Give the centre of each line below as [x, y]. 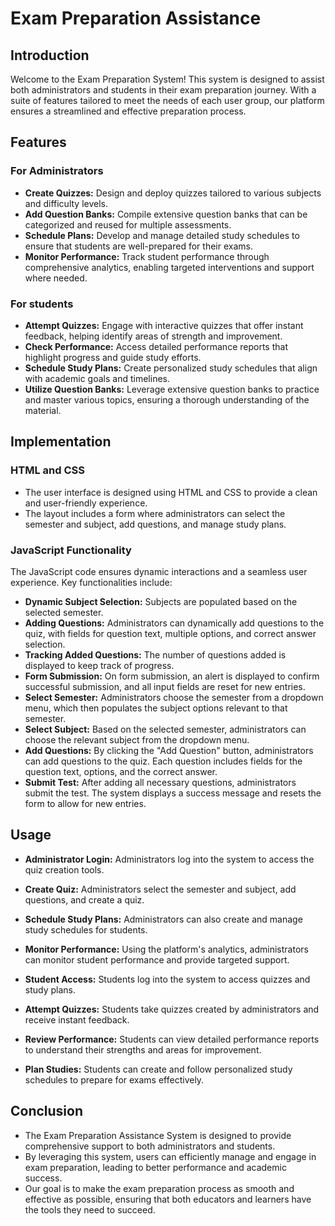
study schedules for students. [86, 929]
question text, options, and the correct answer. [121, 771]
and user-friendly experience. [86, 503]
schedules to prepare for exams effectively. [114, 1079]
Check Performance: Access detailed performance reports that [156, 346]
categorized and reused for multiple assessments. [128, 224]
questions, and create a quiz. [84, 899]
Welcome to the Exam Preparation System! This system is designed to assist [167, 79]
